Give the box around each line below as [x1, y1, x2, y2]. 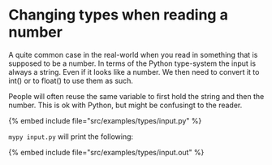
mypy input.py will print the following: [8, 132, 134, 141]
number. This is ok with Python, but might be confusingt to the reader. [8, 100, 243, 110]
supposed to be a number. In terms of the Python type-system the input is [8, 59, 257, 68]
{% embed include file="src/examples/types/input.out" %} [8, 147, 205, 157]
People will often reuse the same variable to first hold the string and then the [8, 91, 265, 101]
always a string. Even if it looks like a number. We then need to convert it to [8, 67, 260, 76]
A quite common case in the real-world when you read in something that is [8, 50, 258, 59]
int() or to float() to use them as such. [8, 76, 134, 85]
